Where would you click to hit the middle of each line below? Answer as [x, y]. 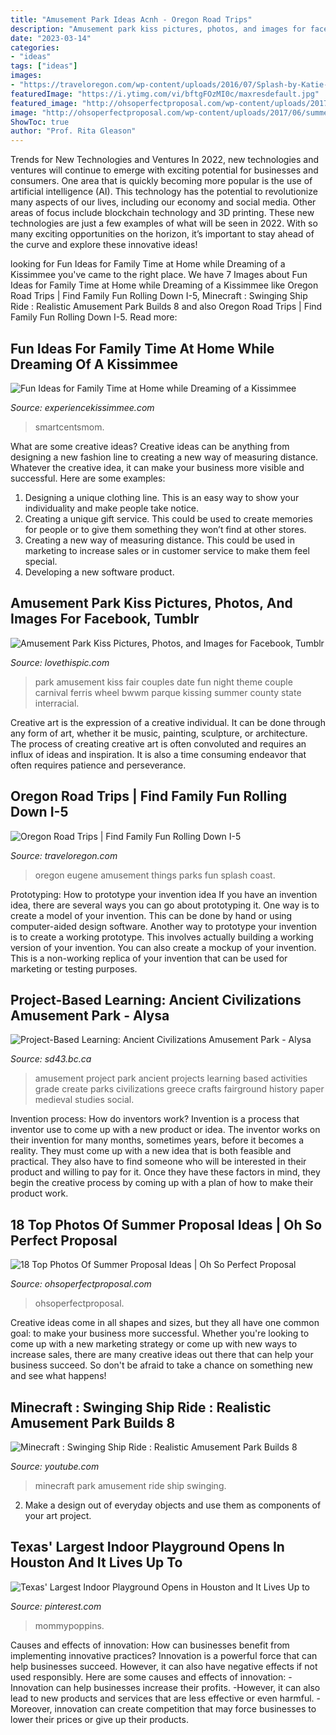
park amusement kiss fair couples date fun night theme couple [163, 682]
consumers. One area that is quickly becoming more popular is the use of [161, 181]
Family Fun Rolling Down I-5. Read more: [94, 317]
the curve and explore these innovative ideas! [104, 245]
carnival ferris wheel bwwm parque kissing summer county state [168, 692]
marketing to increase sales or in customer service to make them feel [167, 550]
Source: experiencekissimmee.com [82, 407]
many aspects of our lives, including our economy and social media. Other [163, 202]
